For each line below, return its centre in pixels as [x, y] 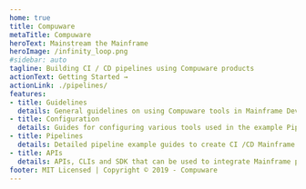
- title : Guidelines [49, 102]
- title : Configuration [55, 119]
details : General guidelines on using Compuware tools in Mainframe [150, 111]
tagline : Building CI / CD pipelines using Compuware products [132, 69]
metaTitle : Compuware [51, 35]
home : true [30, 18]
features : [28, 94]
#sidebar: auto [38, 60]
